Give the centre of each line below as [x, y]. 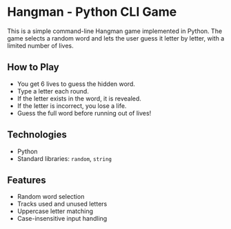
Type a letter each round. [53, 91]
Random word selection [51, 197]
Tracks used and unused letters [62, 204]
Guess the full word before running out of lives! [84, 113]
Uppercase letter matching [55, 211]
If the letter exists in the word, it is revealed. [79, 98]
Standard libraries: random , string [64, 158]
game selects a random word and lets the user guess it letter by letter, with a [116, 38]
